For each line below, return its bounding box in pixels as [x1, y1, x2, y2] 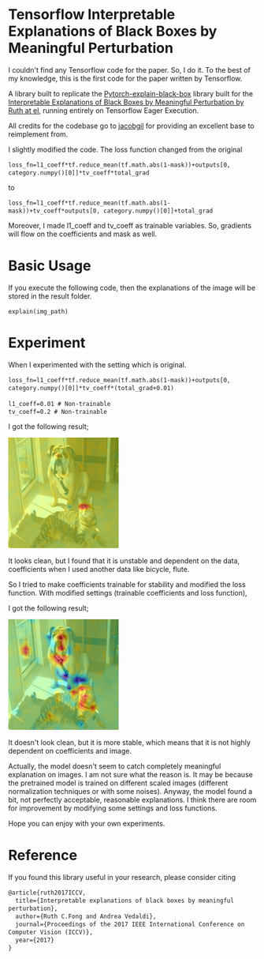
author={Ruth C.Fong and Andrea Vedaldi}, [15, 912, 157, 920]
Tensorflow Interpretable [8, 6, 176, 24]
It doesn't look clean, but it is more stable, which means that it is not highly [8, 737, 251, 747]
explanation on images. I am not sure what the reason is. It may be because [8, 769, 254, 779]
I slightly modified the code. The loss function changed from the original [8, 145, 243, 154]
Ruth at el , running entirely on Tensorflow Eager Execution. [8, 105, 199, 115]
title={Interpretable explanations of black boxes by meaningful [15, 897, 235, 904]
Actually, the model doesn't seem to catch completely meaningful [8, 761, 221, 771]
